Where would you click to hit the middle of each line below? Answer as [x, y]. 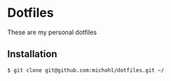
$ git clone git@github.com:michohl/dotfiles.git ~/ [86, 70]
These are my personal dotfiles [52, 32]
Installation [32, 54]
